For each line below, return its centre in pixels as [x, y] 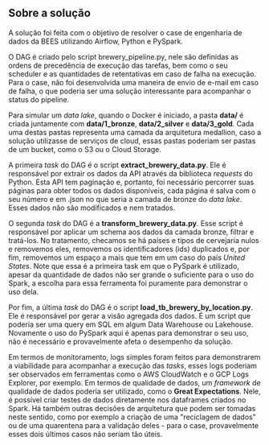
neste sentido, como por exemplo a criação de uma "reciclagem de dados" [132, 417]
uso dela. [24, 291]
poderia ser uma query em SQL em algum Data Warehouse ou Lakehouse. [131, 324]
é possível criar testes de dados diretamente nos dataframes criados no [127, 400]
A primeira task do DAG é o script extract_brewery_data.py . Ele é [117, 165]
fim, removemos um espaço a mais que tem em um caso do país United [127, 258]
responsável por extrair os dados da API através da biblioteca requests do [130, 173]
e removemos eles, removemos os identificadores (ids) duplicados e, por [129, 249]
